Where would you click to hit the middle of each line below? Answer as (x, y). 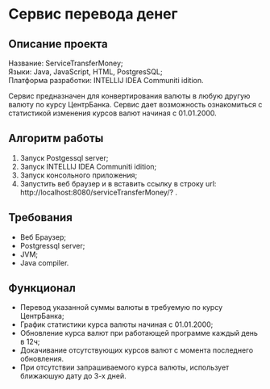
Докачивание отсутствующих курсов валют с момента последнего (137, 350)
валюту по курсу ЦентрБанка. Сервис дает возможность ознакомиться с (135, 105)
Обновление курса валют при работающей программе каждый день (139, 333)
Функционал (42, 289)
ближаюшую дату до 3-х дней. (73, 376)
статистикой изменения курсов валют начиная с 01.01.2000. (113, 113)
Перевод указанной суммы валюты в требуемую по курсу (121, 307)
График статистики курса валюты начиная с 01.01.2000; (116, 324)
